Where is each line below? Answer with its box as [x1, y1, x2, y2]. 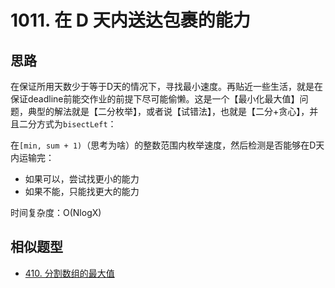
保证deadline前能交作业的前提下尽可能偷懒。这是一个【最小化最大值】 [10, 93, 300, 105]
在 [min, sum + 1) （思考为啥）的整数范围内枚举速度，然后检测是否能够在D [10, 139, 317, 151]
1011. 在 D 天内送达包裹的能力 [10, 9, 251, 32]
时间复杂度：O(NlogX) [10, 207, 102, 218]
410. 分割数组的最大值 [24, 267, 115, 279]
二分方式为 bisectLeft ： [18, 118, 117, 130]
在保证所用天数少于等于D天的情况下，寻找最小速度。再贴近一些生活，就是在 [10, 81, 324, 92]
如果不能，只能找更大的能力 [24, 186, 140, 197]
